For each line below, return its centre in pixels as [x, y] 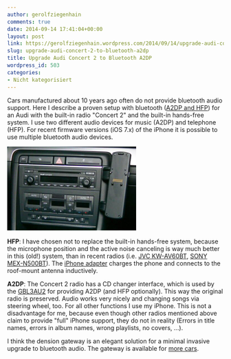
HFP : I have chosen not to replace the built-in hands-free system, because [113, 241]
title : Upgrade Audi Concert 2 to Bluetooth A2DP [80, 58]
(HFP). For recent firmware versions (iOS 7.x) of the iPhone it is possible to [112, 129]
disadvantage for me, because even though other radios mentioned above [112, 313]
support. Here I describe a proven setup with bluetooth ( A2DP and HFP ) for [113, 107]
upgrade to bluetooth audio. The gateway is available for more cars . [103, 348]
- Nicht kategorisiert [40, 80]
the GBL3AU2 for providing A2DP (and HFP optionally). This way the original [115, 291]
